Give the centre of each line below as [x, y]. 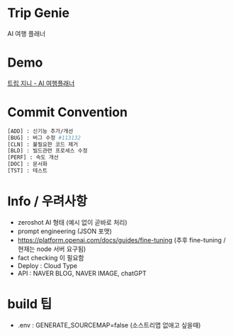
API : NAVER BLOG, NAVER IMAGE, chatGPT [82, 273]
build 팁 [30, 304]
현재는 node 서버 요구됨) [52, 249]
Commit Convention [68, 112]
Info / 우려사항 [47, 202]
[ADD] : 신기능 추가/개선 [40, 131]
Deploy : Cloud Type [47, 265]
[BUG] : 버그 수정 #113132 [44, 138]
